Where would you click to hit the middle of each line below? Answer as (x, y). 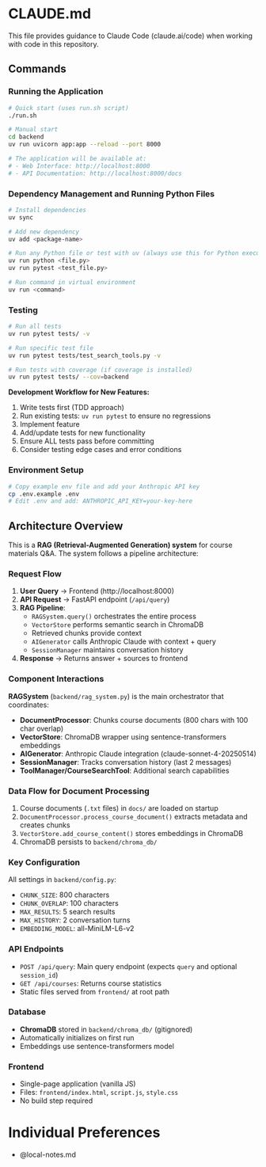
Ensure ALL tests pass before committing (87, 441)
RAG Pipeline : (42, 608)
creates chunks (45, 825)
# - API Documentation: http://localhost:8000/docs (95, 173)
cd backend (26, 137)
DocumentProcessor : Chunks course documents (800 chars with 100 (134, 720)
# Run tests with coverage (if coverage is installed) (101, 370)
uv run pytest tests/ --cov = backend (68, 377)
